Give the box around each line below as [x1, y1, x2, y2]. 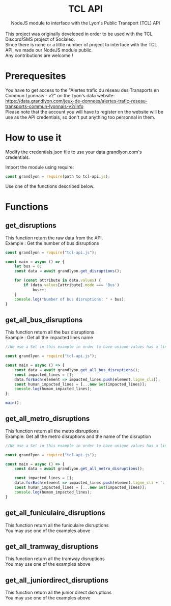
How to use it [5, 132, 62, 144]
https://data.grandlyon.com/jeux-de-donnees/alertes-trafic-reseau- [5, 98, 148, 104]
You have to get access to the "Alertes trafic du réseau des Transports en [5, 87, 159, 93]
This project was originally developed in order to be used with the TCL [5, 31, 153, 37]
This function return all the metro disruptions [5, 428, 99, 434]
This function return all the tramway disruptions [5, 556, 105, 562]
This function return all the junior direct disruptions [5, 589, 112, 596]
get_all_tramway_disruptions [5, 542, 98, 550]
